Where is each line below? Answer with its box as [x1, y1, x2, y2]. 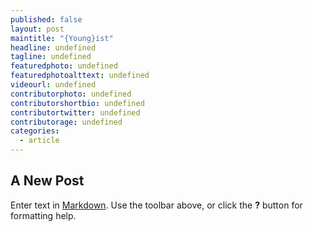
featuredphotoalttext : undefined [10, 71, 150, 81]
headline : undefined [10, 42, 97, 53]
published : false [10, 14, 83, 25]
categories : [10, 126, 60, 136]
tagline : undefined [10, 52, 92, 62]
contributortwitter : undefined [10, 107, 141, 118]
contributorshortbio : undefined [10, 98, 145, 108]
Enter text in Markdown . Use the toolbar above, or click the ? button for [10, 199, 303, 211]
